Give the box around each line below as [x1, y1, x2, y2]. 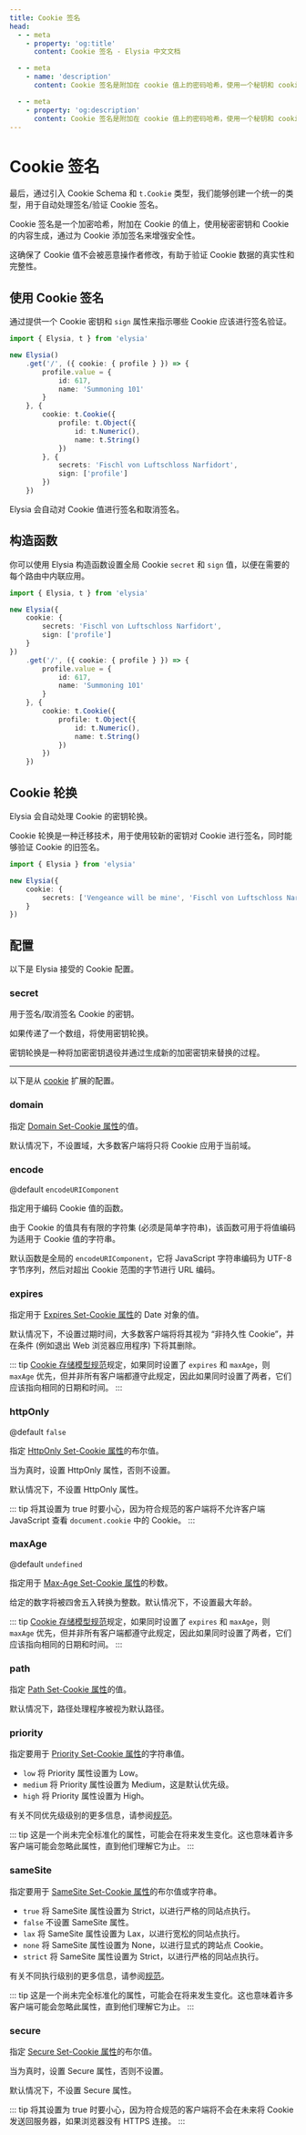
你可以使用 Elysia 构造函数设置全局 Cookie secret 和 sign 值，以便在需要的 [9, 559, 290, 570]
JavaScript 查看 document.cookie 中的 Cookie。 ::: [9, 1514, 196, 1525]
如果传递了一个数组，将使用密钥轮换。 [9, 1028, 153, 1039]
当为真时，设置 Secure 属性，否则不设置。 [9, 2066, 168, 2077]
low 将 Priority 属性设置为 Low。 [22, 1768, 144, 1779]
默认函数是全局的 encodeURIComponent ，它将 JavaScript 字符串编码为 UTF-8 [9, 1252, 292, 1263]
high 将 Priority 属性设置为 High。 [22, 1791, 149, 1801]
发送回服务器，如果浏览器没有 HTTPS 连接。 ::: [9, 2116, 186, 2127]
